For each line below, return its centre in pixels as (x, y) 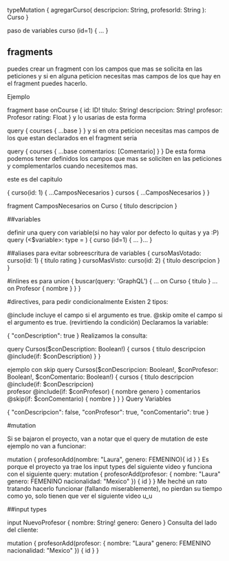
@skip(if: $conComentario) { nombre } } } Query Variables (89, 399)
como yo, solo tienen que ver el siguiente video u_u (80, 496)
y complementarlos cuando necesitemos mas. (73, 166)
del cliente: (23, 529)
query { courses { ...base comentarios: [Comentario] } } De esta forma (107, 151)
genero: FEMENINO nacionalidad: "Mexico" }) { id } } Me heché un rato (107, 481)
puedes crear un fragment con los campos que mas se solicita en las (105, 69)
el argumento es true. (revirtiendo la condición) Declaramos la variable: (108, 322)
